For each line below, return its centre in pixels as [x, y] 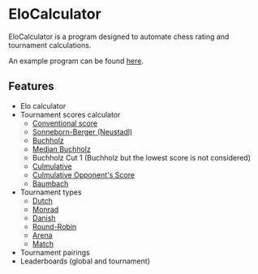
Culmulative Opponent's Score [84, 174]
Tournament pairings [55, 252]
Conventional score [65, 123]
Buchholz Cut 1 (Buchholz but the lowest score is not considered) [142, 157]
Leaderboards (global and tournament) [85, 261]
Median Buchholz [61, 149]
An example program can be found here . [76, 61]
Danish [44, 218]
